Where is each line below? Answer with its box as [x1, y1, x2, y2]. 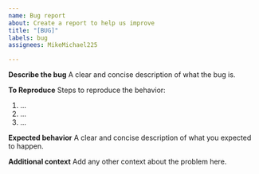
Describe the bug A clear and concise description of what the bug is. [8, 70, 236, 79]
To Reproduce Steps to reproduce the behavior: [8, 85, 166, 95]
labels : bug [8, 33, 48, 42]
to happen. [8, 141, 44, 151]
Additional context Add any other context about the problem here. [8, 157, 227, 167]
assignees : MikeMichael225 [8, 41, 98, 49]
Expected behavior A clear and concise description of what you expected [8, 133, 252, 143]
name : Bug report [8, 11, 66, 20]
